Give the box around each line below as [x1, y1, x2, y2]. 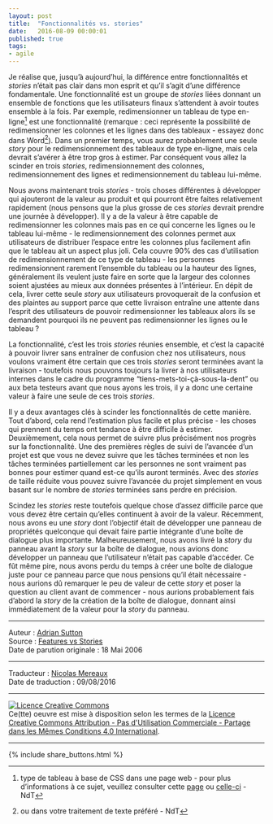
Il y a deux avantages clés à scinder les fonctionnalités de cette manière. [8, 408, 252, 417]
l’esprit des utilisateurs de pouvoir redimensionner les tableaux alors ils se [8, 307, 256, 316]
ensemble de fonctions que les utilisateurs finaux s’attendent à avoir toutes [8, 98, 259, 107]
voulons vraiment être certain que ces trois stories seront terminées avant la [8, 357, 264, 367]
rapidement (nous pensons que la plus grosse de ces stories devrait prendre [8, 203, 265, 212]
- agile [8, 50, 35, 58]
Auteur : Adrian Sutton [8, 628, 84, 638]
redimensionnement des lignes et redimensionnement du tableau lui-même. [8, 170, 262, 180]
